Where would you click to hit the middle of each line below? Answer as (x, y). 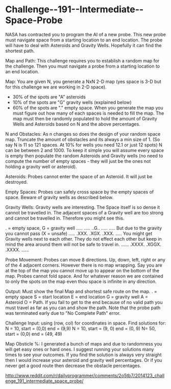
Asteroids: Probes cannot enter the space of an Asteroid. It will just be (79, 176)
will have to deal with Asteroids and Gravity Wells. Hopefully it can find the (83, 45)
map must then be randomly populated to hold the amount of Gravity (85, 118)
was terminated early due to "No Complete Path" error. (63, 313)
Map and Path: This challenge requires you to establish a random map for (82, 60)
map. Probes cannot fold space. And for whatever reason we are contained (84, 276)
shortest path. (20, 51)
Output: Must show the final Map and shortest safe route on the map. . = (81, 291)
